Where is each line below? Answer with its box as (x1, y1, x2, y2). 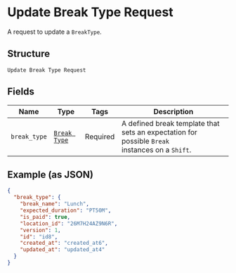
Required (84, 132, 115, 141)
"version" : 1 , (20, 227, 61, 234)
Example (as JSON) (7, 168, 93, 180)
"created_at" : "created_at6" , (20, 240, 109, 247)
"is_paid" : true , (20, 213, 71, 220)
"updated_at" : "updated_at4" (20, 246, 105, 253)
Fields (7, 86, 35, 98)
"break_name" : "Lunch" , (20, 201, 90, 208)
